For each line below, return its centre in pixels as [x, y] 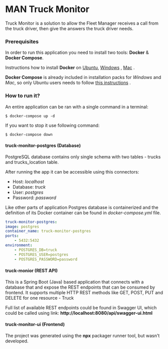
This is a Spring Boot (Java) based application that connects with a [75, 282]
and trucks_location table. [32, 162]
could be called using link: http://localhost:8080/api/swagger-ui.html [79, 313]
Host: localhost [28, 182]
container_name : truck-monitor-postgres [48, 231]
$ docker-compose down [29, 134]
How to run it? [23, 96]
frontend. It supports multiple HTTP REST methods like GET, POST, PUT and [84, 292]
